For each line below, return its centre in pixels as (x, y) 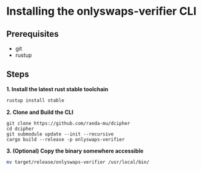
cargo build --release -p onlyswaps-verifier (65, 139)
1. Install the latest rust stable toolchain (57, 89)
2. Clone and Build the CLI (40, 112)
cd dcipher (20, 129)
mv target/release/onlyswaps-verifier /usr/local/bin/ (78, 162)
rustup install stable (35, 100)
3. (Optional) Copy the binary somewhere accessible (75, 151)
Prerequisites (33, 34)
